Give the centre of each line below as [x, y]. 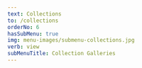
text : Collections [34, 14]
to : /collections [33, 21]
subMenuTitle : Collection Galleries [61, 54]
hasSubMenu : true [33, 34]
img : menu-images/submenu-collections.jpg [71, 40]
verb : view [23, 47]
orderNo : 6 [23, 27]
